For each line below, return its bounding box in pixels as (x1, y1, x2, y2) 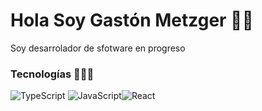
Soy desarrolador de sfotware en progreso (10, 42, 186, 54)
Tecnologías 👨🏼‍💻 (10, 67, 95, 81)
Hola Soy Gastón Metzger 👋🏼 (10, 9, 254, 32)
